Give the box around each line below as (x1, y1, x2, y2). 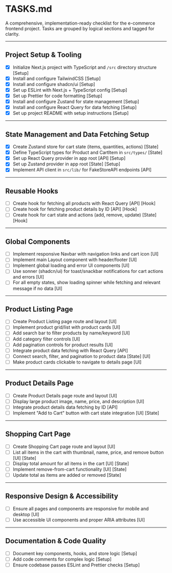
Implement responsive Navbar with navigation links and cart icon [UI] (12, 251, 159, 257)
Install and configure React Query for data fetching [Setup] (12, 104, 137, 111)
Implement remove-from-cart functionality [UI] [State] (12, 466, 127, 472)
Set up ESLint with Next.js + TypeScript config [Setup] (12, 87, 127, 93)
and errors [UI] (12, 274, 45, 280)
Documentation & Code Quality (5, 537, 106, 545)
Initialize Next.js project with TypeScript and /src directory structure (12, 64, 157, 70)
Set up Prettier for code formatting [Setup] (12, 93, 102, 99)
